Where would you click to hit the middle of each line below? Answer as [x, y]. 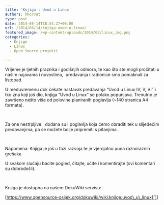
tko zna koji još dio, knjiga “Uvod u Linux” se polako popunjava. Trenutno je [81, 95]
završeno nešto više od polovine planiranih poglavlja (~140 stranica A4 [77, 100]
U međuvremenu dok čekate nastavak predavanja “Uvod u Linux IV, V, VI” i [81, 89]
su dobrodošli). [20, 169]
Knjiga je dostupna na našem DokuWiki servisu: [53, 187]
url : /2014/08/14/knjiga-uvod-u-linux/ [46, 28]
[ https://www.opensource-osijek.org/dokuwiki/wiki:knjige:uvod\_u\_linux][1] [82, 197]
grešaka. [14, 154]
